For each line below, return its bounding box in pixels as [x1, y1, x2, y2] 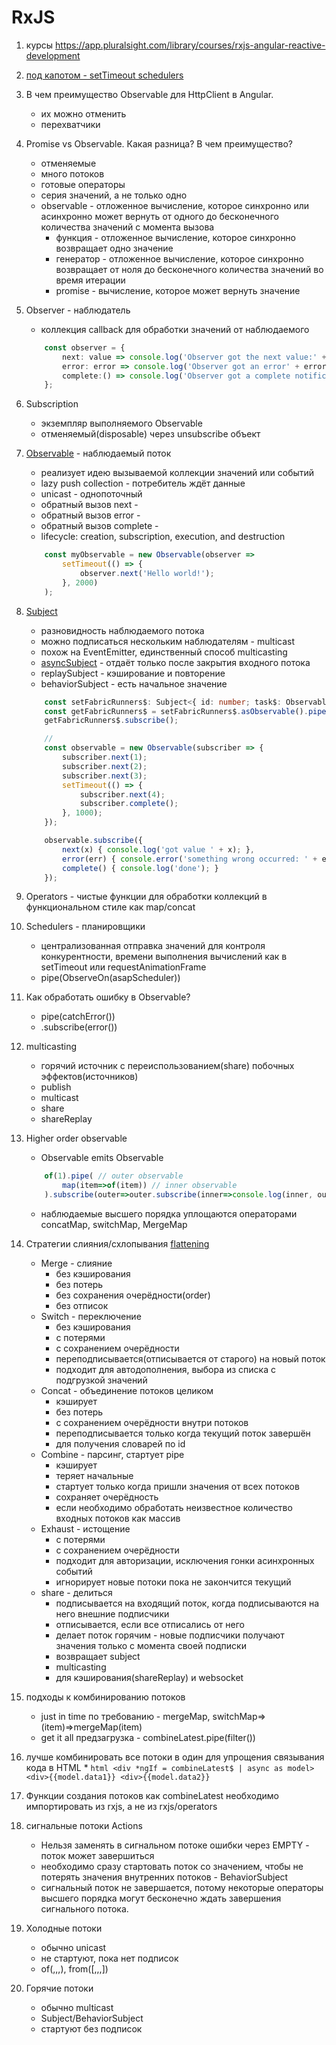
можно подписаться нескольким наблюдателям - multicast [40, 635, 295, 647]
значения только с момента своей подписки [55, 1640, 247, 1652]
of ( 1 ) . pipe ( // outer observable [44, 1171, 184, 1181]
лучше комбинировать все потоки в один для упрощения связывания [25, 1751, 325, 1763]
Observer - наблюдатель [25, 304, 131, 316]
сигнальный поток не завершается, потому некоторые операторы [40, 1882, 324, 1894]
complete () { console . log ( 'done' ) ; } [62, 863, 219, 873]
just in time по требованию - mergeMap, [40, 1711, 211, 1723]
